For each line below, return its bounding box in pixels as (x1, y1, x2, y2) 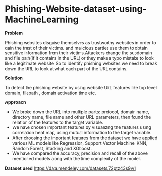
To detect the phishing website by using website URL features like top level (5, 84, 157, 90)
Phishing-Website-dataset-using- (5, 3, 147, 15)
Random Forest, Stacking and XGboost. (12, 145, 92, 151)
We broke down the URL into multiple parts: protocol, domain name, (12, 109, 150, 115)
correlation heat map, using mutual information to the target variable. (12, 129, 152, 135)
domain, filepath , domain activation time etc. (5, 90, 96, 96)
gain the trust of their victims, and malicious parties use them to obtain (5, 45, 148, 50)
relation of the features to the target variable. (12, 119, 103, 125)
